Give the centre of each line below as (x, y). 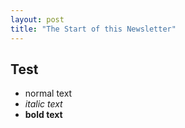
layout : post (37, 19)
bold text (43, 115)
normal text (48, 93)
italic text (43, 104)
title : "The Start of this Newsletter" (93, 29)
